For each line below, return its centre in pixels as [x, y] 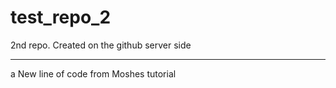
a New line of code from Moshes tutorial [93, 73]
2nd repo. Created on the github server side [101, 45]
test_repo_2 [61, 17]
